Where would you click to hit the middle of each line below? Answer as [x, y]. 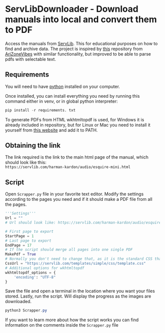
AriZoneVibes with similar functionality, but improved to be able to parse [78, 54]
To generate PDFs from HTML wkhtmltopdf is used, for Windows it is [75, 119]
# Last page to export [28, 241]
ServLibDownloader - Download [72, 9]
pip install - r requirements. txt [41, 110]
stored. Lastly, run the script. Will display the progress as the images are [78, 296]
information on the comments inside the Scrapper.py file [62, 325]
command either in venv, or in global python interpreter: [61, 101]
